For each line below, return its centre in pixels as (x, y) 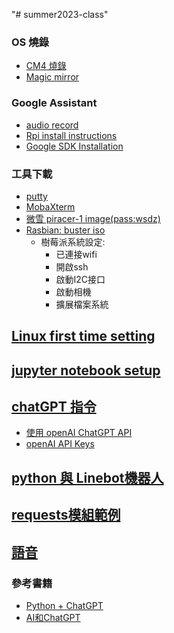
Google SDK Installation (74, 146)
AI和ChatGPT (53, 617)
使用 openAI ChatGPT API (79, 433)
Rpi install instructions (71, 135)
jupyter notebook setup (86, 370)
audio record (52, 125)
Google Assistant (54, 103)
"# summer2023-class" (60, 14)
